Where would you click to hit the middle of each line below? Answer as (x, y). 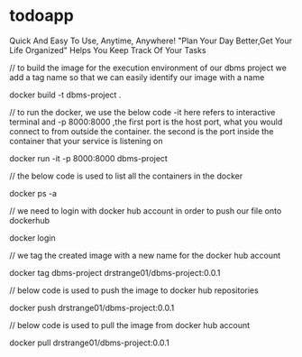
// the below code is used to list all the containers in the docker (126, 176)
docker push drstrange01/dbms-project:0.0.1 (92, 307)
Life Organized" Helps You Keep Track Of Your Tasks (108, 50)
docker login (32, 238)
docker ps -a (33, 193)
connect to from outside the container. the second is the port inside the (142, 131)
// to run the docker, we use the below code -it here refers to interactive (142, 112)
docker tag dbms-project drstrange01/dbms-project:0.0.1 (115, 272)
